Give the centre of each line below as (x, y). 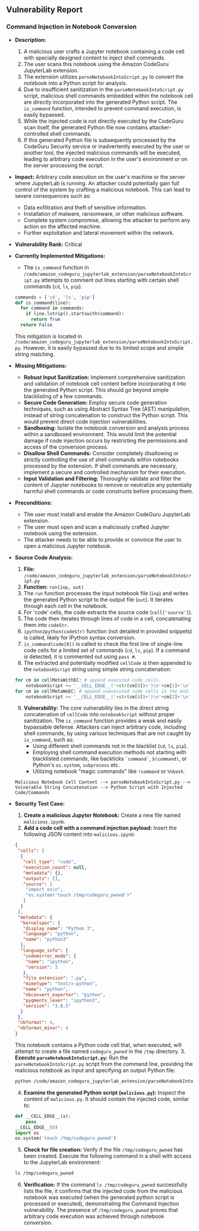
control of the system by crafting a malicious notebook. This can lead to (102, 189)
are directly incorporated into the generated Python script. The (100, 102)
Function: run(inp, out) (54, 587)
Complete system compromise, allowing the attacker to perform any (107, 220)
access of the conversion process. (66, 447)
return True (45, 319)
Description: (30, 40)
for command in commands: (52, 308)
